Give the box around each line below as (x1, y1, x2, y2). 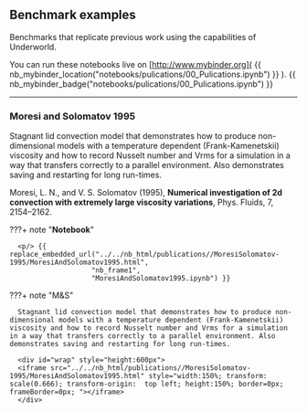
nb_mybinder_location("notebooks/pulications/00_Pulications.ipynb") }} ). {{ (9, 69, 296, 79)
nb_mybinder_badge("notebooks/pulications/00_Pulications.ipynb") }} (9, 78, 274, 90)
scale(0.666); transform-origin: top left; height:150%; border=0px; (9, 379, 284, 389)
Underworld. (9, 41, 57, 52)
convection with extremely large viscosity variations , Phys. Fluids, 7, (9, 196, 274, 208)
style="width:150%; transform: (148, 372, 268, 381)
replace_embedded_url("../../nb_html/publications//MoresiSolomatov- (9, 250, 281, 259)
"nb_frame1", (90, 266, 142, 275)
